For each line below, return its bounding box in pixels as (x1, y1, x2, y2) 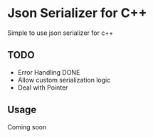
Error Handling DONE (17, 68, 80, 76)
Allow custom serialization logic (17, 75, 111, 84)
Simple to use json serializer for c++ (7, 28, 114, 37)
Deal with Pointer (17, 83, 68, 92)
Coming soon (7, 122, 47, 131)
